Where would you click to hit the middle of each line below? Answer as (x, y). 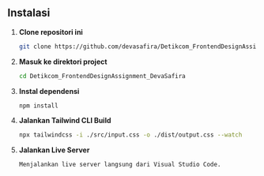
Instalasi (29, 13)
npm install (38, 106)
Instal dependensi (49, 91)
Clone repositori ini (51, 32)
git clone (35, 47)
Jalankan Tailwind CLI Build (65, 121)
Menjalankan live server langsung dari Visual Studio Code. (120, 165)
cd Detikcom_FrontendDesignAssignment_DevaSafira (102, 76)
